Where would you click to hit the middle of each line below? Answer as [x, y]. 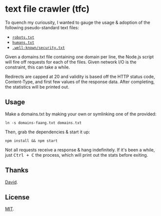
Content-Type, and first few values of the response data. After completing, [80, 82]
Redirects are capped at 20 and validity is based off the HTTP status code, [80, 76]
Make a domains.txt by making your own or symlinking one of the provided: [81, 114]
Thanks [17, 171]
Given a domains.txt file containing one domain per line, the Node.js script [80, 56]
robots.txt [23, 37]
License [17, 197]
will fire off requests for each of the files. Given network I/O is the [71, 62]
